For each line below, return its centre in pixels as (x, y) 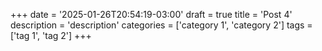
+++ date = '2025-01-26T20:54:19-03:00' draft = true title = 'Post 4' (151, 14)
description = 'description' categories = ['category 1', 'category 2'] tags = (161, 25)
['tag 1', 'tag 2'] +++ (51, 35)
